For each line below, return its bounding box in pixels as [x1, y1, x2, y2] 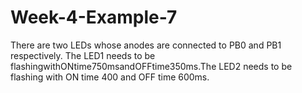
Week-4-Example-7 [10, 6, 178, 29]
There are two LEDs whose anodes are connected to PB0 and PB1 [10, 39, 282, 51]
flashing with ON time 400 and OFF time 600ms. [10, 71, 210, 83]
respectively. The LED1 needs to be [10, 49, 156, 61]
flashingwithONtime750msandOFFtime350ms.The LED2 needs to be [10, 60, 293, 72]
